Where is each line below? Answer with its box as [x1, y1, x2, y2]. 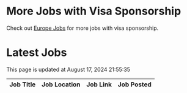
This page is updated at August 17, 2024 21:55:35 [6, 66, 130, 73]
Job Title [9, 80, 36, 89]
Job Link [86, 80, 112, 89]
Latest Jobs [6, 46, 67, 60]
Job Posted [117, 80, 152, 89]
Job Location [42, 80, 81, 89]
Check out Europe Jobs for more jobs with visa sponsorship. [6, 24, 159, 32]
